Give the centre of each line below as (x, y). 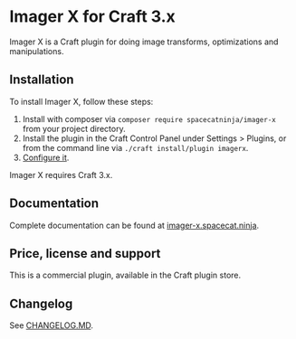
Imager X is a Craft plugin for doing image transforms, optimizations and (144, 42)
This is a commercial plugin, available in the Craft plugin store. (125, 275)
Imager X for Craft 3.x (93, 17)
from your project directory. (74, 128)
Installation (42, 80)
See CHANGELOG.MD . (51, 325)
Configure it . (46, 157)
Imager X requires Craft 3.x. (61, 174)
